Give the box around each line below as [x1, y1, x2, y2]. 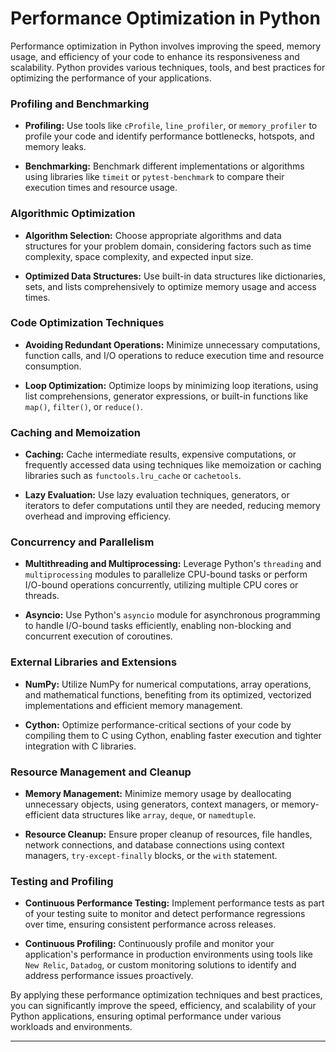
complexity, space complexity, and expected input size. [24, 250, 254, 262]
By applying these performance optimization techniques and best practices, [10, 989, 323, 1001]
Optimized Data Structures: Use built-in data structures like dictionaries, [24, 270, 326, 282]
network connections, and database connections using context [24, 839, 285, 851]
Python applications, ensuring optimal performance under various [10, 1010, 282, 1022]
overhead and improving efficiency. [24, 510, 172, 522]
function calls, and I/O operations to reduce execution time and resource [24, 349, 325, 361]
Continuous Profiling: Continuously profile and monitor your [24, 938, 275, 950]
